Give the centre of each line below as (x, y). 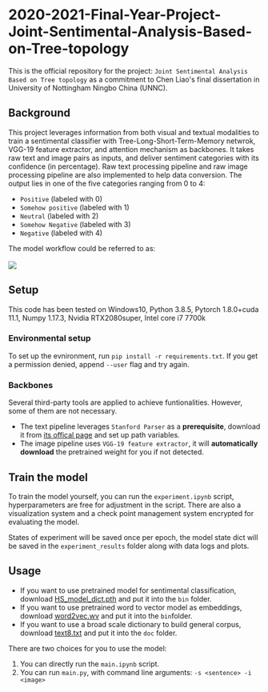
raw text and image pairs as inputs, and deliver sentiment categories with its (134, 158)
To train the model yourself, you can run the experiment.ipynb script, (121, 496)
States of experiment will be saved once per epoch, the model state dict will (133, 537)
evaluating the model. (44, 522)
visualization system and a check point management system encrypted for (131, 513)
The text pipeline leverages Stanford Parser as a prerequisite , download (140, 426)
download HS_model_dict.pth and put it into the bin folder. (116, 598)
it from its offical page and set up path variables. (100, 435)
